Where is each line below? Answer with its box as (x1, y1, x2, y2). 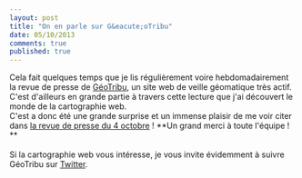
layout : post (9, 13, 59, 23)
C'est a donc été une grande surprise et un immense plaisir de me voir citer (9, 111, 293, 122)
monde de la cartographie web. (9, 101, 127, 112)
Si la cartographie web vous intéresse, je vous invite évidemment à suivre (9, 149, 285, 160)
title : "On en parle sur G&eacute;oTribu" (9, 22, 173, 31)
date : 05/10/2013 (9, 30, 75, 39)
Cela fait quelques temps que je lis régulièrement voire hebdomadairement (9, 72, 289, 83)
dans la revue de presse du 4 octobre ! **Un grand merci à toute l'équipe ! (9, 120, 290, 132)
